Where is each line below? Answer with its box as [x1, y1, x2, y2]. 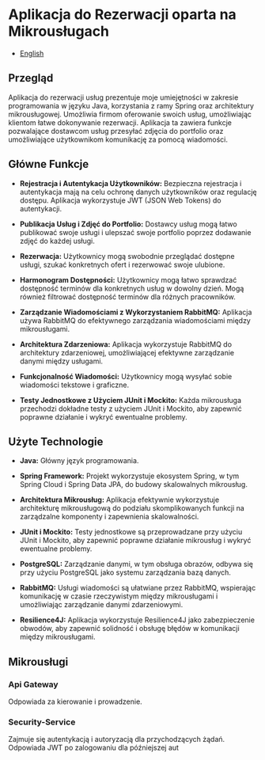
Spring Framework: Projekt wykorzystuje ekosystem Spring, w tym [19, 471, 240, 481]
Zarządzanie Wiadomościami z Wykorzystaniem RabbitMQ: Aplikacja [19, 307, 252, 317]
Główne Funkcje [8, 158, 89, 171]
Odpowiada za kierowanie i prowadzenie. [8, 697, 142, 706]
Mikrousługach [8, 22, 109, 40]
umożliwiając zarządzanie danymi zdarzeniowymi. [19, 600, 184, 610]
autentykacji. [19, 203, 62, 213]
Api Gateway [8, 678, 59, 690]
